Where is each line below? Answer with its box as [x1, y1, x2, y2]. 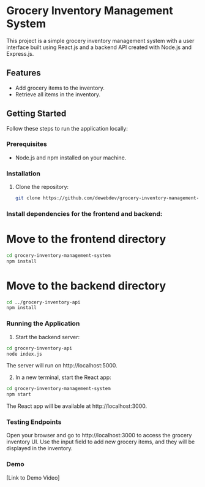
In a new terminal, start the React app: [15, 374, 111, 381]
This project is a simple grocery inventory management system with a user [6, 37, 195, 44]
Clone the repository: [15, 183, 69, 191]
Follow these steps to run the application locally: [6, 125, 129, 132]
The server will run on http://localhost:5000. [6, 362, 117, 369]
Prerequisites [6, 140, 47, 148]
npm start [6, 391, 32, 397]
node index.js [6, 351, 43, 357]
